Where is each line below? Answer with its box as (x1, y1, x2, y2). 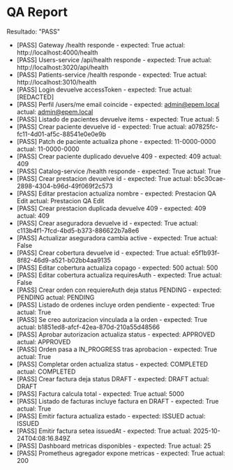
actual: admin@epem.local (16, 108, 93, 116)
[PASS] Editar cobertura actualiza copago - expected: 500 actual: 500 (16, 263, 218, 272)
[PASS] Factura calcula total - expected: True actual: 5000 (16, 389, 185, 398)
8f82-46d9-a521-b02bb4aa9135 (16, 256, 111, 264)
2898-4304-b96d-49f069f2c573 (16, 182, 113, 190)
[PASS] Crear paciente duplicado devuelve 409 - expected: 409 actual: (16, 152, 222, 161)
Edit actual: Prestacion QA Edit (16, 196, 105, 205)
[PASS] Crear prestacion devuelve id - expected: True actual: (16, 174, 193, 182)
